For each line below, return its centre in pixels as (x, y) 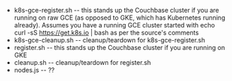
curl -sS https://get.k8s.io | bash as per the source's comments (106, 32)
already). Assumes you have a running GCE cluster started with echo (115, 25)
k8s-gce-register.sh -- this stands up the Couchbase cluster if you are (116, 10)
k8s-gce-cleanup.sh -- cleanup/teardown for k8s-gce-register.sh (110, 40)
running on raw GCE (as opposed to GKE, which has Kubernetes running (120, 18)
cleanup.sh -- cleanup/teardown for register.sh (82, 62)
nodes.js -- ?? (34, 70)
